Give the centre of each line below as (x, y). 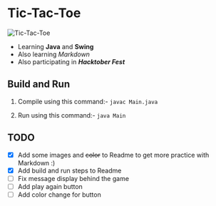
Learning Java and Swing (56, 46)
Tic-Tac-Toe (44, 13)
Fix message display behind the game (73, 178)
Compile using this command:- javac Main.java (88, 101)
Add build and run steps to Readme (70, 170)
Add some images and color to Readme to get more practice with (113, 155)
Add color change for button (59, 195)
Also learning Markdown (54, 54)
